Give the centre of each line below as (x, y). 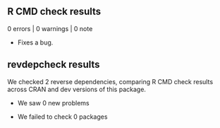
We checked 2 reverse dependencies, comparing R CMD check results (110, 81)
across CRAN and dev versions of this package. (77, 89)
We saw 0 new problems (53, 103)
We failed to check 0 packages (62, 117)
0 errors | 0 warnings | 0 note (50, 28)
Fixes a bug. (35, 42)
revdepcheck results (54, 65)
